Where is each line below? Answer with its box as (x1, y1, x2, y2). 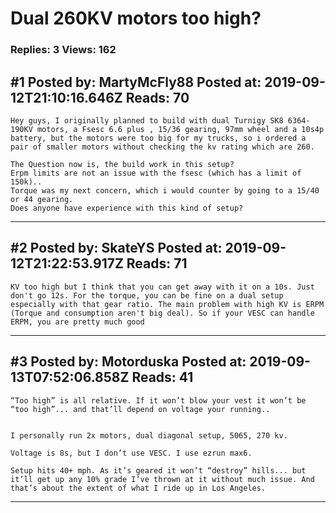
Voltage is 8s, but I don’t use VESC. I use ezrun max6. (10, 448, 253, 458)
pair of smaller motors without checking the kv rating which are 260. (10, 142, 315, 152)
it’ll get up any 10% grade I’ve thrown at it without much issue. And (10, 474, 315, 484)
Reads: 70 (125, 89, 190, 106)
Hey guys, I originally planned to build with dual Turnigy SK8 (10, 115, 284, 126)
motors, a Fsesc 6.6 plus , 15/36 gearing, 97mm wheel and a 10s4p (36, 124, 325, 134)
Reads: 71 (126, 255, 188, 272)
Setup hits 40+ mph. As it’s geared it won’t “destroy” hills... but (10, 465, 307, 476)
